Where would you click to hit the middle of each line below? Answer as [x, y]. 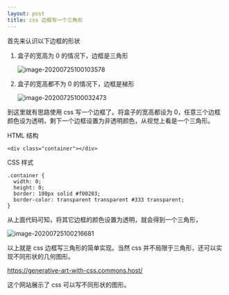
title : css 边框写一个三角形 [45, 20]
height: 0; [29, 187]
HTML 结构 [23, 135]
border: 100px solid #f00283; [57, 194]
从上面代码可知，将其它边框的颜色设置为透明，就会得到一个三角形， [104, 219]
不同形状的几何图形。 [43, 256]
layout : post [26, 14]
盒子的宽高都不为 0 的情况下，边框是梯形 [76, 83]
